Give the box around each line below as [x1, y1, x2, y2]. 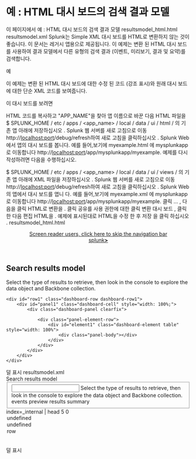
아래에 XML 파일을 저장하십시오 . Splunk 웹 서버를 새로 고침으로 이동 [18, 176, 176, 183]
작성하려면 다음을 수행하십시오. [6, 156, 77, 163]
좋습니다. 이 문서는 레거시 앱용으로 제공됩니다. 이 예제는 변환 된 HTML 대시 [6, 40, 177, 47]
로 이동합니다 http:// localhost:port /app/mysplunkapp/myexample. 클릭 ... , [6, 197, 181, 205]
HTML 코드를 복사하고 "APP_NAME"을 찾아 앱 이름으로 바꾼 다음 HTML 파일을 [6, 112, 186, 119]
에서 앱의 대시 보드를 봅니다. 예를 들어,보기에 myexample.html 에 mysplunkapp [6, 141, 188, 148]
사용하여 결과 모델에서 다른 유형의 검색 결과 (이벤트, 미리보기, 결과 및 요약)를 [12, 47, 186, 54]
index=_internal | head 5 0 [6, 408, 69, 415]
